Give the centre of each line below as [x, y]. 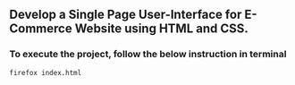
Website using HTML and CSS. [161, 29]
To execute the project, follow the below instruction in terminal [148, 55]
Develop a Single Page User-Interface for [126, 15]
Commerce [41, 29]
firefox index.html [46, 72]
